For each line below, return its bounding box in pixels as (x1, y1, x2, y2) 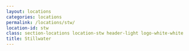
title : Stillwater (6, 36, 51, 42)
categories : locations (6, 14, 62, 20)
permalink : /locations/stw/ (6, 19, 76, 25)
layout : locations (6, 8, 51, 15)
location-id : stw (6, 25, 49, 31)
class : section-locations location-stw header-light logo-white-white (6, 30, 184, 36)
